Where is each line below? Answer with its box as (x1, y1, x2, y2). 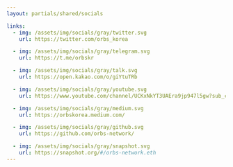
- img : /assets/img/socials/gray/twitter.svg (13, 29, 147, 36)
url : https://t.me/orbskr (19, 55, 95, 62)
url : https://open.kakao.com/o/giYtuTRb (19, 73, 138, 80)
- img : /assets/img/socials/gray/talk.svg (13, 67, 138, 74)
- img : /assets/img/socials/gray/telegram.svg (13, 48, 150, 55)
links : (6, 22, 26, 30)
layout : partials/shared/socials (6, 10, 104, 17)
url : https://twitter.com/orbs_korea (19, 35, 129, 42)
